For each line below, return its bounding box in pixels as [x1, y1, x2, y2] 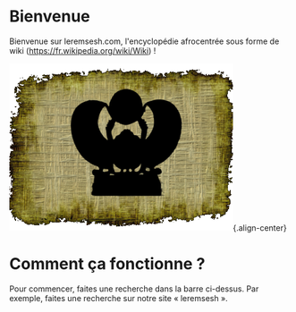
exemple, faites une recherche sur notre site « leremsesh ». [9, 292, 228, 303]
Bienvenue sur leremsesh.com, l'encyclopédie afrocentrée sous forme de [9, 36, 280, 46]
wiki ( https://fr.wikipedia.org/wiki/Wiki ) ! [9, 45, 156, 55]
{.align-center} [233, 222, 288, 233]
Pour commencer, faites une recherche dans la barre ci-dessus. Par [9, 283, 259, 294]
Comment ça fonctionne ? [9, 254, 206, 274]
